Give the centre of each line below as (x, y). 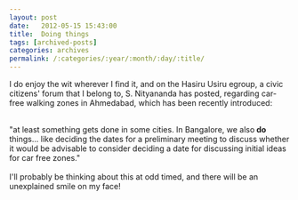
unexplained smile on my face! (65, 186)
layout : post (33, 17)
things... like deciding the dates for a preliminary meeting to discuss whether (149, 139)
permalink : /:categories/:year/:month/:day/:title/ (107, 59)
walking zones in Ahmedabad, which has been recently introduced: (149, 103)
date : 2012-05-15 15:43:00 (63, 26)
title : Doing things (49, 34)
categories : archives (49, 51)
